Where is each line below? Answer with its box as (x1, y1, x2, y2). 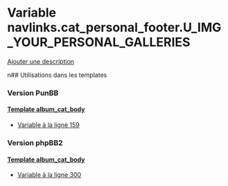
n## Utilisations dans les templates (7, 71, 107, 79)
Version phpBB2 (7, 137, 64, 147)
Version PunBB (7, 88, 59, 98)
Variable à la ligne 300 (17, 171, 82, 179)
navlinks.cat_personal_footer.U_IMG (7, 19, 222, 35)
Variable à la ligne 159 (17, 121, 80, 129)
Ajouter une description (7, 57, 75, 65)
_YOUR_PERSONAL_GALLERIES (7, 35, 191, 50)
